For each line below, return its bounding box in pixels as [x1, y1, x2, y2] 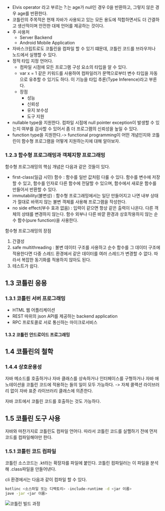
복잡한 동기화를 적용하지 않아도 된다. [21, 257, 92, 263]
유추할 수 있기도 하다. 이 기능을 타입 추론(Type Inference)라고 [29, 76, 148, 82]
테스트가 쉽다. [12, 263, 39, 269]
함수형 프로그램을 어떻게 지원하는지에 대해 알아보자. [21, 138, 121, 144]
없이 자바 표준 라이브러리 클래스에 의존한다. [10, 388, 94, 394]
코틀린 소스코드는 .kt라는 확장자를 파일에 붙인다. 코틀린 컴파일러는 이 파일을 [5, 460, 149, 466]
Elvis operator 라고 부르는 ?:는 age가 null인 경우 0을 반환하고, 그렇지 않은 [12, 4, 154, 10]
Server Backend [19, 35, 53, 40]
